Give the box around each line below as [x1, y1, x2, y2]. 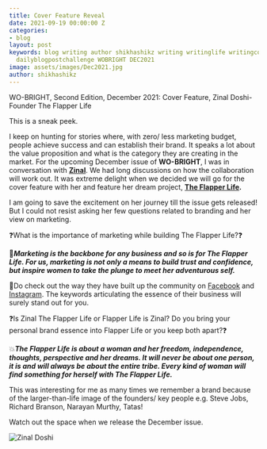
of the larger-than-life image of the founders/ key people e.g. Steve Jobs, [9, 393, 249, 403]
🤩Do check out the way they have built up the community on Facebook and [9, 281, 254, 290]
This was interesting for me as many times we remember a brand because [9, 385, 251, 394]
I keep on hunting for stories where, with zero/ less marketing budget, [9, 132, 237, 141]
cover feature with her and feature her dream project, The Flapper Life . [9, 182, 242, 191]
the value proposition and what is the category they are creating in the [9, 148, 238, 158]
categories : [9, 26, 48, 34]
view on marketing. [9, 214, 72, 224]
